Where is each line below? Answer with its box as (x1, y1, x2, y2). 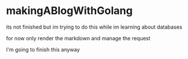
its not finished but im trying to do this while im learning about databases (6, 23, 183, 30)
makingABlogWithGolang (6, 4, 133, 18)
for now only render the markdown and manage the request (6, 34, 151, 41)
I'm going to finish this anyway (6, 46, 80, 53)
